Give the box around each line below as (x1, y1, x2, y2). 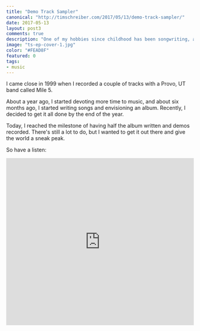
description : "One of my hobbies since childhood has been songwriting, (6, 36, 190, 42)
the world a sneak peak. (6, 135, 65, 142)
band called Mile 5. (6, 87, 53, 94)
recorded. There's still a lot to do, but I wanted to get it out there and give (6, 128, 186, 135)
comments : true (6, 31, 44, 37)
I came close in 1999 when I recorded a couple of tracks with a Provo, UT (6, 80, 186, 87)
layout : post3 (6, 25, 42, 31)
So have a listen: (6, 146, 46, 153)
